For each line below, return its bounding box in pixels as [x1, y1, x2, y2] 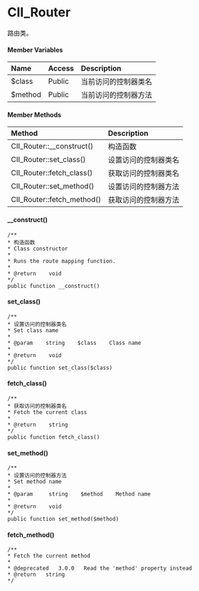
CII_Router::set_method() [11, 181, 95, 191]
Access [48, 63, 75, 73]
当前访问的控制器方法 [80, 90, 153, 100]
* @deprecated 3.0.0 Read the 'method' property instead [7, 565, 193, 573]
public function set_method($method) [7, 516, 119, 523]
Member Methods [7, 110, 62, 119]
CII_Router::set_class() [11, 154, 86, 164]
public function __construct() [7, 282, 100, 289]
